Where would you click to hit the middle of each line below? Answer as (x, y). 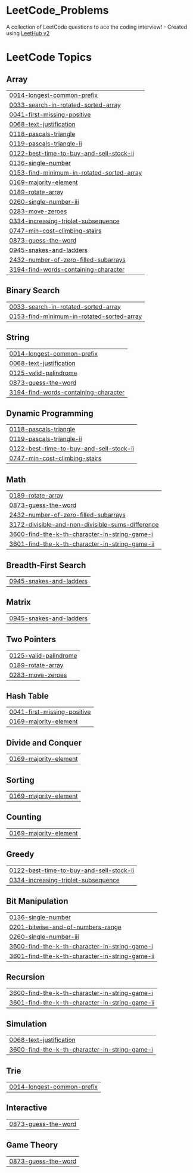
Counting (24, 817)
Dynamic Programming (50, 413)
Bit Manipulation (37, 901)
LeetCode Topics (49, 57)
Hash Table (27, 696)
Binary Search (33, 290)
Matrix (18, 602)
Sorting (20, 780)
